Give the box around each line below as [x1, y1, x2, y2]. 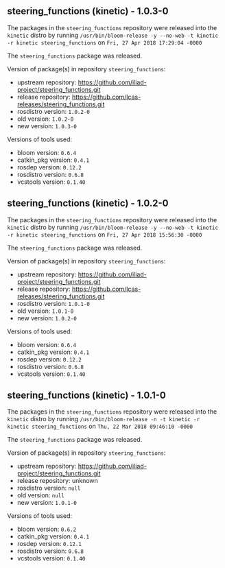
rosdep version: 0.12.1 [16, 540, 82, 548]
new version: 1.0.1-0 [16, 499, 77, 507]
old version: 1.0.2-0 [16, 115, 74, 123]
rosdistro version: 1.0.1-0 [16, 299, 91, 307]
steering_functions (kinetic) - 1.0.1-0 [7, 390, 166, 401]
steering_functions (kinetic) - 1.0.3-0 [7, 5, 169, 17]
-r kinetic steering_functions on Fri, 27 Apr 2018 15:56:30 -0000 [7, 230, 202, 239]
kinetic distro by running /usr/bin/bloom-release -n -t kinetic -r [7, 415, 200, 423]
